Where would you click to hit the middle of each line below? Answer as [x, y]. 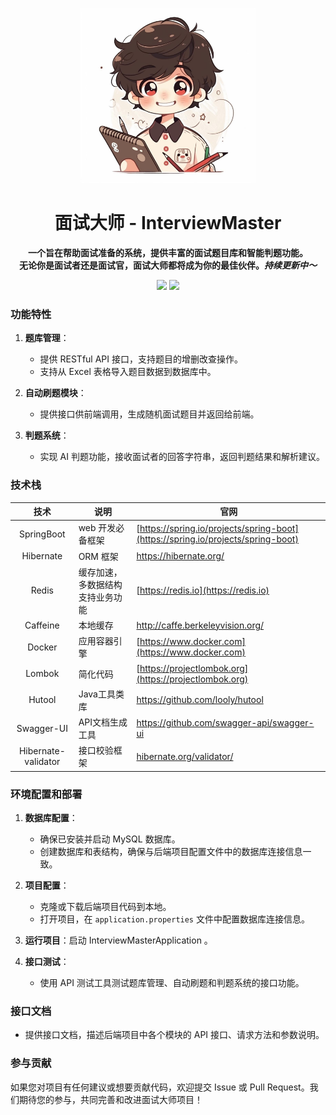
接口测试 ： [47, 962]
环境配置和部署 [46, 794]
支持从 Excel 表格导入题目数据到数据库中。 [128, 372]
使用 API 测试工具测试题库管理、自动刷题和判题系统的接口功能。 [172, 983]
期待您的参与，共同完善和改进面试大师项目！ [110, 1099]
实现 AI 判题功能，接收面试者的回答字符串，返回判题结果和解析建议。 [182, 457]
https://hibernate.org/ [180, 556]
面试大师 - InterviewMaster [168, 223]
